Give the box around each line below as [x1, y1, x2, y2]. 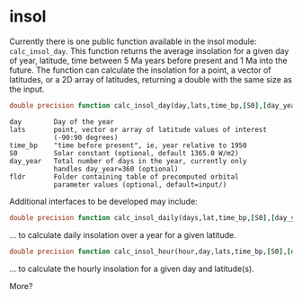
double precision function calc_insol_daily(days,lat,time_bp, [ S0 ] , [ [9, 213, 276, 222]
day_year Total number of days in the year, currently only [9, 156, 247, 165]
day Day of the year [9, 117, 115, 127]
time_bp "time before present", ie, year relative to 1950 [9, 141, 247, 150]
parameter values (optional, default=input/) [53, 180, 227, 189]
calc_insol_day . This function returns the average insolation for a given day [9, 45, 289, 56]
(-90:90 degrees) [53, 133, 119, 142]
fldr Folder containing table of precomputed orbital [9, 172, 240, 181]
